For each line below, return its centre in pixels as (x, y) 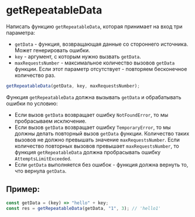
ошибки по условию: (32, 103)
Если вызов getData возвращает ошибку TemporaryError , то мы (93, 127)
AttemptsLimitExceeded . (43, 158)
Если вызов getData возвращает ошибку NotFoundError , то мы (91, 114)
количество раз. (35, 75)
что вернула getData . (40, 171)
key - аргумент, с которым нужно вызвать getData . (78, 56)
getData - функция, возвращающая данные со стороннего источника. (101, 44)
